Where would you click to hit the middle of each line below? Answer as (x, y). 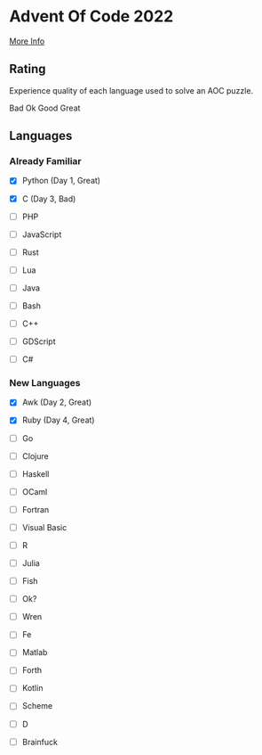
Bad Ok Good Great (45, 108)
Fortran (36, 509)
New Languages (45, 383)
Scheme (37, 706)
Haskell (36, 473)
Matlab (35, 652)
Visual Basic (44, 527)
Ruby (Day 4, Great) (58, 420)
